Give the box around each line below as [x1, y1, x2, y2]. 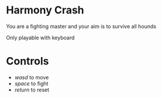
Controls [6, 55, 49, 68]
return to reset [14, 86, 50, 93]
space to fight [14, 80, 49, 87]
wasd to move [14, 73, 49, 80]
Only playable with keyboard [6, 34, 75, 41]
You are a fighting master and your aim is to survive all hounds [6, 23, 157, 30]
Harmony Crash [6, 3, 85, 17]
